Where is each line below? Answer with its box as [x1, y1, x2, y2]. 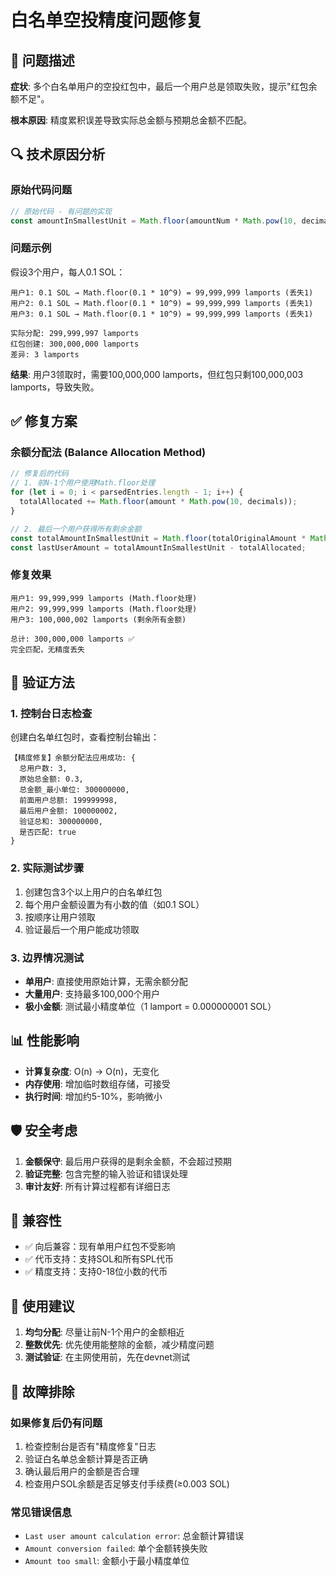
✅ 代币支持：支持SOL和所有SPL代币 [24, 1253, 175, 1265]
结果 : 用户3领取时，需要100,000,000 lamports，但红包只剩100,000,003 [10, 368, 304, 380]
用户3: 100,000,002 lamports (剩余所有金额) [10, 614, 187, 625]
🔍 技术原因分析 [10, 146, 106, 163]
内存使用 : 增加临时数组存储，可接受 [24, 1077, 171, 1090]
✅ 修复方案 [10, 413, 78, 430]
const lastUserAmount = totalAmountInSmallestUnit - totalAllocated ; [10, 542, 307, 553]
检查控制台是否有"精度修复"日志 [24, 1440, 157, 1452]
